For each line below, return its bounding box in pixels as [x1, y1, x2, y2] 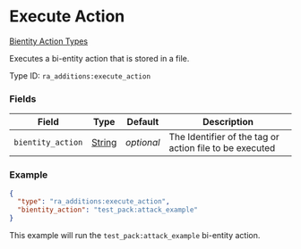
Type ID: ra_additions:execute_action [9, 70, 150, 81]
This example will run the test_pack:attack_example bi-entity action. [9, 230, 261, 241]
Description [202, 116, 254, 129]
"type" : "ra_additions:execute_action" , [17, 197, 170, 206]
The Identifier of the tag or [168, 131, 279, 144]
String [90, 137, 117, 149]
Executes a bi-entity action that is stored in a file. [9, 53, 190, 63]
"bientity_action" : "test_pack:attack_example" [17, 205, 199, 215]
